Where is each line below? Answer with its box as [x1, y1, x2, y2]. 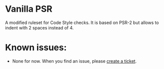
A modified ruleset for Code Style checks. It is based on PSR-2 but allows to [5, 20, 159, 25]
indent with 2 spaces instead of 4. [5, 24, 74, 30]
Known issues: [5, 42, 67, 53]
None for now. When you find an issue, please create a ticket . [12, 58, 137, 64]
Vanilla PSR [5, 3, 53, 15]
